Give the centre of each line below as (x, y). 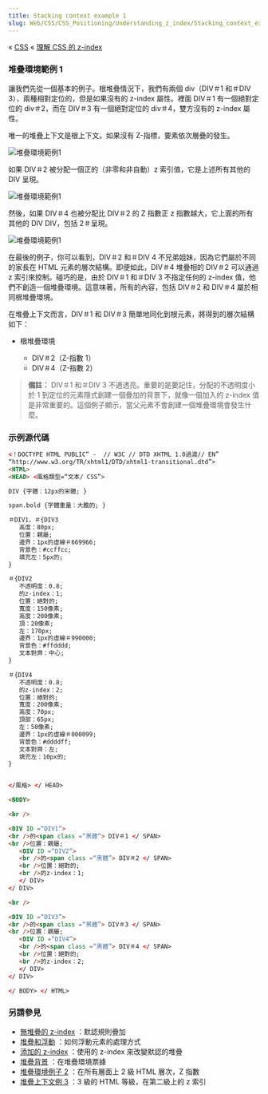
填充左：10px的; (43, 757)
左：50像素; (36, 727)
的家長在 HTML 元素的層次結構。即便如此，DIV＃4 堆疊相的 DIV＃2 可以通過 (134, 267)
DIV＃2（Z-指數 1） (63, 358)
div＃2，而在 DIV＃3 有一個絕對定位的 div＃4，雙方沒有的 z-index (132, 108)
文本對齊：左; (38, 749)
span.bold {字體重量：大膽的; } (57, 505)
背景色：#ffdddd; (45, 646)
